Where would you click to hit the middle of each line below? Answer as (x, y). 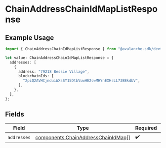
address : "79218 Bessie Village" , (54, 72)
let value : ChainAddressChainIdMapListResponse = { (59, 58)
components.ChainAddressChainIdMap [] (83, 137)
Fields (15, 114)
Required (146, 128)
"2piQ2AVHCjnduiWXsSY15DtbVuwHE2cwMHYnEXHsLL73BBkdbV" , (82, 81)
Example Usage (30, 38)
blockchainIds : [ (36, 76)
